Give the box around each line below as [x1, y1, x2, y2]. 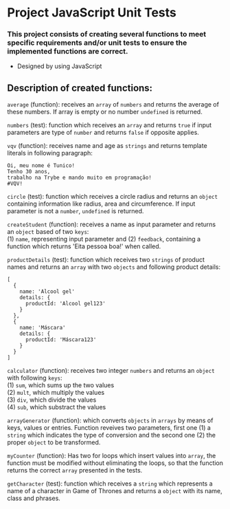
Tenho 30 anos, [7, 169, 51, 175]
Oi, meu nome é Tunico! [7, 162, 76, 169]
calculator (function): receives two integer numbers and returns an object [7, 367, 215, 375]
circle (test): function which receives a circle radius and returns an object [7, 193, 218, 201]
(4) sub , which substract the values [7, 403, 106, 411]
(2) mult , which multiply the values [7, 389, 105, 397]
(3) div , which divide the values [7, 396, 97, 404]
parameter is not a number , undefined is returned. [7, 207, 144, 215]
